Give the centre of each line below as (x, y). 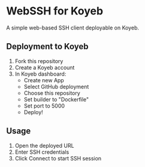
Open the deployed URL (44, 145)
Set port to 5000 (44, 106)
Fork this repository (39, 61)
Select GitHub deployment (56, 87)
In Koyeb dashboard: (40, 74)
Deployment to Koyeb (47, 47)
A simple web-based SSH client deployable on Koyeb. (73, 28)
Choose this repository (52, 93)
